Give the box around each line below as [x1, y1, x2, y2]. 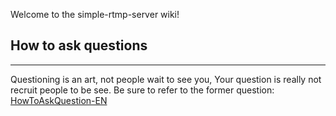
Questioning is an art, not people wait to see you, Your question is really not [10, 73, 322, 85]
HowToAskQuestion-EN [10, 94, 108, 106]
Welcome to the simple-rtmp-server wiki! [10, 9, 180, 20]
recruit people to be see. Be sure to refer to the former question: [10, 84, 275, 96]
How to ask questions [10, 37, 148, 54]
